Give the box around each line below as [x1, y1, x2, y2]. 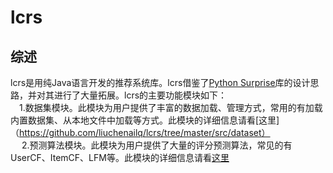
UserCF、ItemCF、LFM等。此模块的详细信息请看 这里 [10, 152, 230, 163]
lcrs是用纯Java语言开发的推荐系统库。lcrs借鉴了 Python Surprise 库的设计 [10, 77, 311, 88]
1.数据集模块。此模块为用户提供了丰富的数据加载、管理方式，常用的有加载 [19, 102, 323, 113]
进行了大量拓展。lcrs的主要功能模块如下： [53, 89, 228, 101]
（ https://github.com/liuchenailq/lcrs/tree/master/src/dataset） [10, 127, 271, 138]
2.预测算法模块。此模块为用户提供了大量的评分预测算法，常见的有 [21, 139, 293, 151]
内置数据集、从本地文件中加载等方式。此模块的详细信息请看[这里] [10, 114, 280, 126]
